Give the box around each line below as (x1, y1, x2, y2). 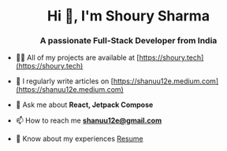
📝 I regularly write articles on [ (15, 76, 114, 86)
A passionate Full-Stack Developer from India (39, 35, 218, 46)
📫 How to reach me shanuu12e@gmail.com (15, 116, 162, 125)
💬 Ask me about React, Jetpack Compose (15, 100, 154, 109)
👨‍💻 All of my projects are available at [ (15, 53, 140, 62)
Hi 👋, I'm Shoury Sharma (47, 7, 210, 25)
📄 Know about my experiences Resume (15, 134, 143, 144)
